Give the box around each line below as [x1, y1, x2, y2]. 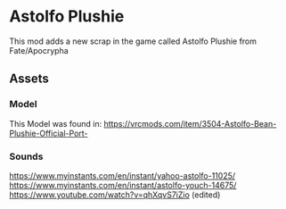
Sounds [9, 150, 44, 163]
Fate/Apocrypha [9, 45, 69, 55]
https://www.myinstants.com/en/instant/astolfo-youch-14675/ [9, 180, 237, 190]
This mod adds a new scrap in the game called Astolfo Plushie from [9, 36, 257, 46]
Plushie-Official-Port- [9, 128, 88, 138]
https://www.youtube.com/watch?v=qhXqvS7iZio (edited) [9, 189, 221, 200]
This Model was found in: [9, 118, 102, 129]
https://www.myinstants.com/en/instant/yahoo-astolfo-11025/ [9, 170, 236, 180]
